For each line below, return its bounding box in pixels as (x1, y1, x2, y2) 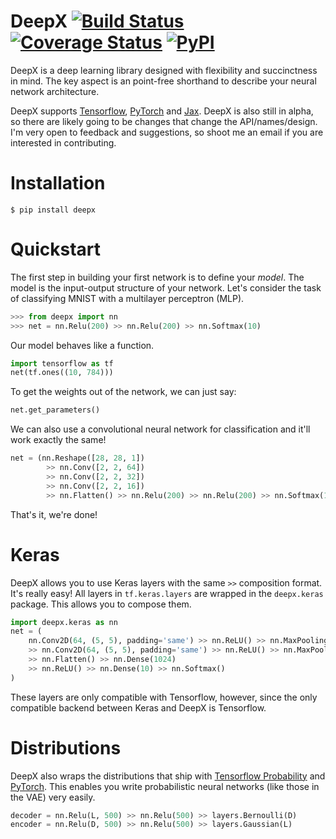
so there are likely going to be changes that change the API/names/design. (10, 115, 318, 127)
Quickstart (10, 238, 102, 261)
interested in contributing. (10, 136, 117, 149)
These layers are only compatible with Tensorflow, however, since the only (10, 691, 318, 703)
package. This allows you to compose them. (10, 598, 192, 610)
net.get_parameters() (10, 405, 101, 415)
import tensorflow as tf (10, 358, 114, 369)
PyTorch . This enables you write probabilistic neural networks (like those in (10, 780, 320, 792)
